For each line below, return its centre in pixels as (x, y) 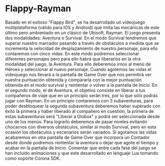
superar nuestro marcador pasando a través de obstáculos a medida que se (82, 43)
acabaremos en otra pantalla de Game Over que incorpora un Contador (78, 137)
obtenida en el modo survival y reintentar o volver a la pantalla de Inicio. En (81, 85)
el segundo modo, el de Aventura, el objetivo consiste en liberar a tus (75, 90)
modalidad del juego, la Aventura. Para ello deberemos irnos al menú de (78, 64)
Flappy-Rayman (38, 9)
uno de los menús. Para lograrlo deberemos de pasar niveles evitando (76, 122)
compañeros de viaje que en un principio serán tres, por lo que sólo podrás (82, 95)
